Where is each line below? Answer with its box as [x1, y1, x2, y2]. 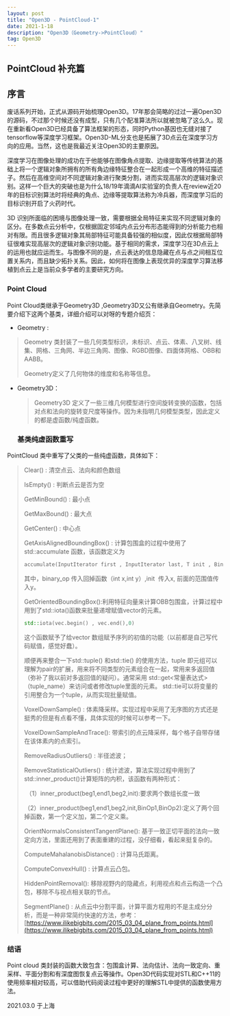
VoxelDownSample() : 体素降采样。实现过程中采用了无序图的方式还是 [23, 705, 219, 713]
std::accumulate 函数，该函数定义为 [23, 547, 125, 556]
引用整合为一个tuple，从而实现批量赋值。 [23, 690, 140, 698]
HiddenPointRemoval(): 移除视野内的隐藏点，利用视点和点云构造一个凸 [23, 879, 223, 887]
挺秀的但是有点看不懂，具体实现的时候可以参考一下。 [23, 713, 175, 722]
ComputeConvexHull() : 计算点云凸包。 [23, 864, 134, 873]
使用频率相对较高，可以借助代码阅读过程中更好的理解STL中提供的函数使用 [7, 978, 216, 987]
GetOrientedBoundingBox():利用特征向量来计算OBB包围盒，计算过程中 [23, 598, 223, 606]
